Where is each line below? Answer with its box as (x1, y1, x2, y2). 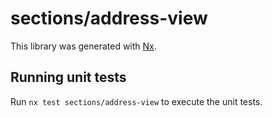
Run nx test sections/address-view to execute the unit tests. (10, 95, 263, 107)
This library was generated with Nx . (10, 40, 157, 52)
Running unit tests (10, 69, 127, 86)
